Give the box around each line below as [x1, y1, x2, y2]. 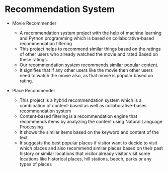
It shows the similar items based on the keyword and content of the [19, 129, 159, 135]
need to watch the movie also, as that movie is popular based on [19, 72, 153, 78]
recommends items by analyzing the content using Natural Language [19, 118, 163, 124]
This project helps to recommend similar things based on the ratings [19, 46, 161, 52]
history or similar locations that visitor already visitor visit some [19, 150, 150, 156]
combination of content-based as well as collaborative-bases [19, 102, 147, 108]
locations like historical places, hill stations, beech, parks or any [19, 155, 152, 161]
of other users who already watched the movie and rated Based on [19, 51, 158, 57]
